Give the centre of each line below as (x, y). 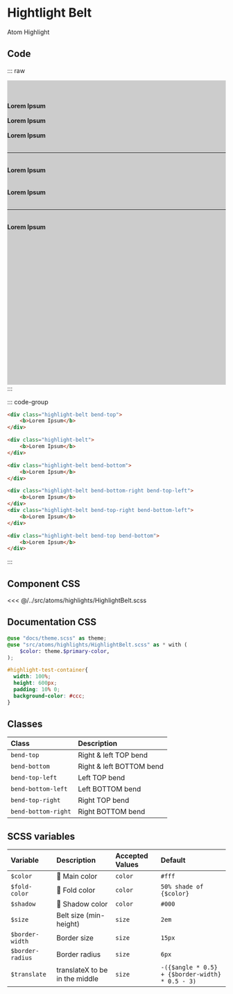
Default (173, 861)
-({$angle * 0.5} (189, 968)
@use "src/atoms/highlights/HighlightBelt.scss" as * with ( (97, 645)
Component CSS (44, 584)
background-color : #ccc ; (49, 696)
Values (127, 865)
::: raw (16, 70)
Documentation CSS (52, 622)
